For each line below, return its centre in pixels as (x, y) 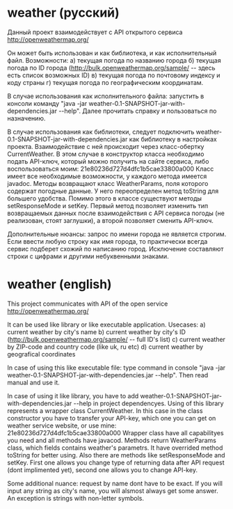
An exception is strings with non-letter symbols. (76, 498)
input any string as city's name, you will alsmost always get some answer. (113, 491)
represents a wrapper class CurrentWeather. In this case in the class (105, 410)
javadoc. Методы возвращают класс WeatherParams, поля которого (108, 183)
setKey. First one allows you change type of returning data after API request (116, 462)
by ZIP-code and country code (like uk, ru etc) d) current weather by (105, 347)
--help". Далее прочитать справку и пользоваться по (138, 111)
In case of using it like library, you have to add (73, 396)
